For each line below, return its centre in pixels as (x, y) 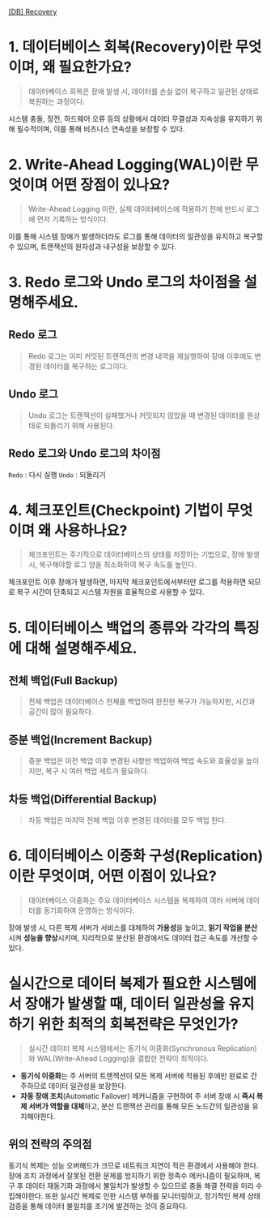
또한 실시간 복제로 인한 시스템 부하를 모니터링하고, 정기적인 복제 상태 (153, 1195)
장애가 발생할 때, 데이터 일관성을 (125, 1004)
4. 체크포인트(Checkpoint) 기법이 (116, 510)
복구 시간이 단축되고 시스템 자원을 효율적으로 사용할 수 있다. (110, 592)
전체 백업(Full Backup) (64, 681)
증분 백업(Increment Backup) (80, 740)
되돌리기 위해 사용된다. (79, 425)
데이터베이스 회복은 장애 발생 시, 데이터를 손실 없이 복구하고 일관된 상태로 (144, 91)
